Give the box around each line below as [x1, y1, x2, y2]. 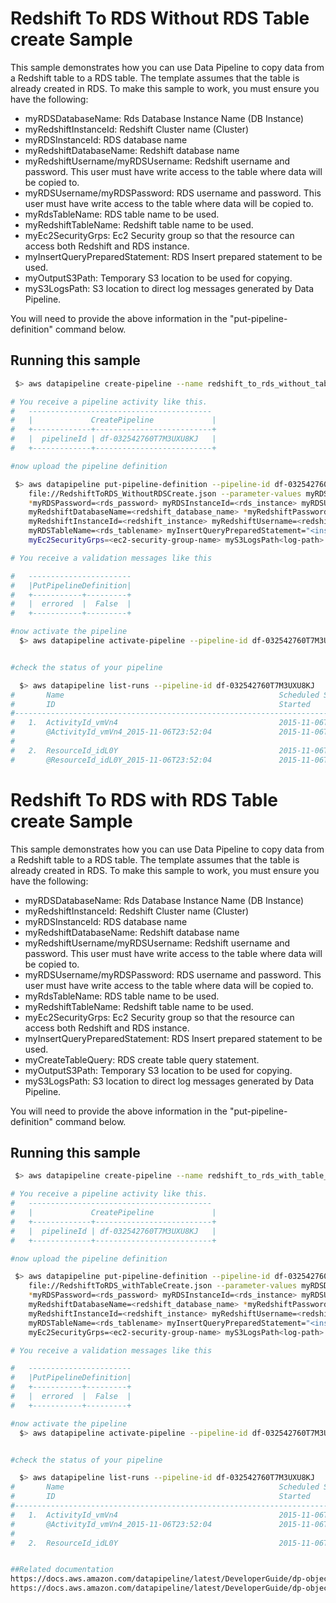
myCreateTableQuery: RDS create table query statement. [24, 1053, 260, 1066]
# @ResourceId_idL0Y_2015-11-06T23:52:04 [10, 755, 213, 765]
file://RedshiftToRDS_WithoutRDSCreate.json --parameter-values [28, 488, 302, 499]
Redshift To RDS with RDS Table [10, 788, 279, 811]
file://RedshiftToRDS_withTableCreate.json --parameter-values [28, 1281, 298, 1291]
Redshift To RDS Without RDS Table [10, 7, 310, 30]
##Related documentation [10, 1565, 114, 1575]
